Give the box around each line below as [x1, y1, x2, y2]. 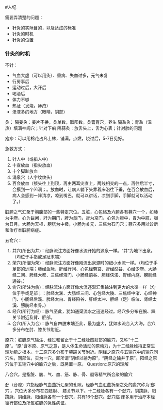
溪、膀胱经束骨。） [12, 302, 49, 308]
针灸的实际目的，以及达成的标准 [12, 25, 76, 31]
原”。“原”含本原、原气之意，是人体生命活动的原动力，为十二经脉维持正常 [5, 343, 151, 349]
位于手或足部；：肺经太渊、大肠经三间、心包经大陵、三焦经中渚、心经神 [12, 290, 157, 296]
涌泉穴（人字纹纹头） [12, 174, 55, 180]
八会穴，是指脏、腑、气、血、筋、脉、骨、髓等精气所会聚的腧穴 [5, 372, 132, 377]
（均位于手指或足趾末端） [12, 254, 64, 260]
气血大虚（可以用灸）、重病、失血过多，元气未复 [12, 72, 108, 79]
